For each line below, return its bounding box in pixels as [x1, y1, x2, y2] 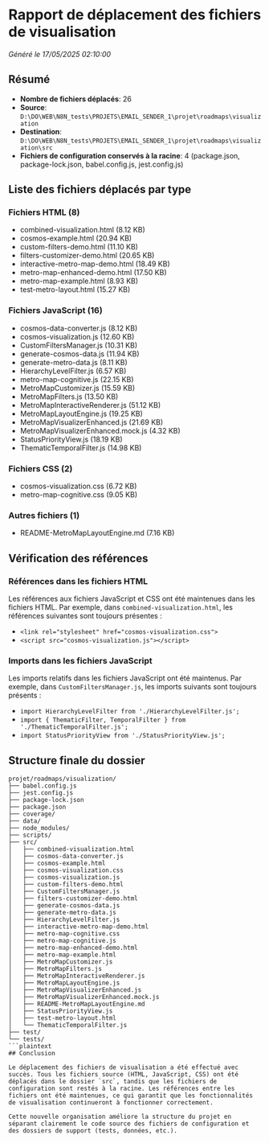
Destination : [19, 126, 63, 136]
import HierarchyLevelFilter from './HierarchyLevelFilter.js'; [19, 708, 240, 716]
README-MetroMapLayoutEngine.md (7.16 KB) [19, 528, 175, 538]
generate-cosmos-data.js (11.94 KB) [19, 348, 140, 359]
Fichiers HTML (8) [8, 207, 80, 218]
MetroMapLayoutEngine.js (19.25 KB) [19, 409, 143, 418]
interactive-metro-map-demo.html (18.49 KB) [19, 259, 170, 269]
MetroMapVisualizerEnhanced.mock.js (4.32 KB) [19, 426, 181, 435]
